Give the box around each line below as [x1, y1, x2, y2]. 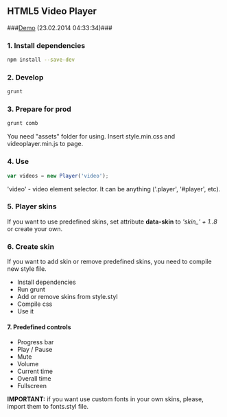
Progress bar [16, 338, 54, 346]
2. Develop [7, 72, 44, 82]
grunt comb [7, 120, 38, 127]
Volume [16, 360, 39, 368]
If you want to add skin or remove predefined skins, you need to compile [7, 257, 212, 266]
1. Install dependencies [7, 40, 86, 50]
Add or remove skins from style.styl [16, 293, 118, 301]
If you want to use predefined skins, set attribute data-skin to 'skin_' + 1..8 [7, 217, 217, 226]
